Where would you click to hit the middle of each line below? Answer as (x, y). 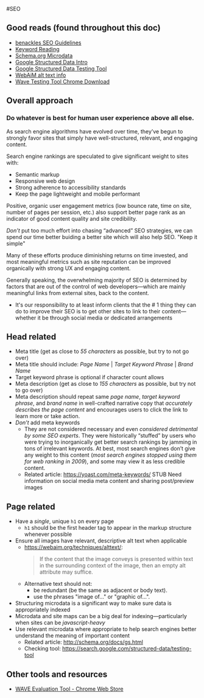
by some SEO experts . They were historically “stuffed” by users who (110, 436)
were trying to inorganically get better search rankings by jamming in (111, 442)
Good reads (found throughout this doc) (83, 28)
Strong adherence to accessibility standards (71, 187)
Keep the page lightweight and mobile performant (77, 194)
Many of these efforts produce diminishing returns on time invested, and (97, 255)
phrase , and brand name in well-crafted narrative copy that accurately (104, 403)
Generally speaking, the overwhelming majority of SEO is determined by (97, 280)
